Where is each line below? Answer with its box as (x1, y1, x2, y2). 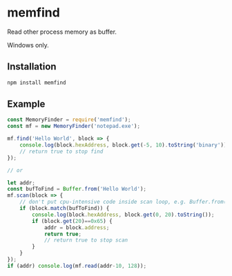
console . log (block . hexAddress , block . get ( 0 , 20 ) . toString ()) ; (32, 211, 215, 218)
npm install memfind (7, 79, 67, 86)
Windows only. (7, 41, 50, 49)
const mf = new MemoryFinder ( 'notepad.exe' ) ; (7, 123, 140, 130)
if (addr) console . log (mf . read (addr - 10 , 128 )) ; (7, 262, 147, 269)
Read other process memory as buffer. (7, 28, 117, 36)
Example (7, 98, 46, 110)
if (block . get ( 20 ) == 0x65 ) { (32, 217, 113, 224)
